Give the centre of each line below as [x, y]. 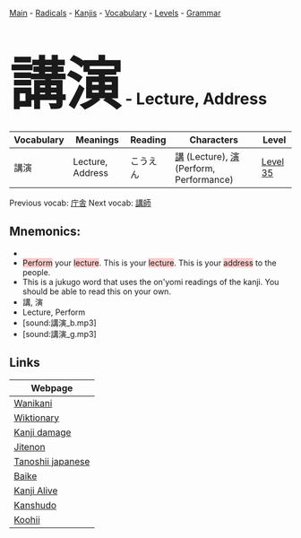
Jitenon [30, 447]
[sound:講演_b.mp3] [59, 323]
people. [36, 272]
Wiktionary [37, 418]
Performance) [204, 179]
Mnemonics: [45, 232]
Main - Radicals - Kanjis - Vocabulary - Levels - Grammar [115, 13]
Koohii [27, 519]
